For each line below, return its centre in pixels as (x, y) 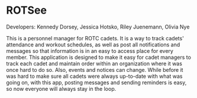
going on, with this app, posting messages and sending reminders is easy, (96, 82)
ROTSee (27, 10)
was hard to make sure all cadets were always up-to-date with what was (94, 76)
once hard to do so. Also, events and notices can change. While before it (95, 69)
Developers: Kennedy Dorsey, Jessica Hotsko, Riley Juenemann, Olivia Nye (98, 27)
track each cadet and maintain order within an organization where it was (94, 64)
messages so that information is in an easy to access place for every (90, 50)
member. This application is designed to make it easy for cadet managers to (98, 57)
